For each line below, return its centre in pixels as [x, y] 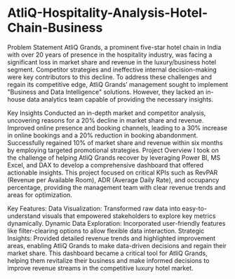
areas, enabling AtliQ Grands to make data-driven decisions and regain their [117, 245]
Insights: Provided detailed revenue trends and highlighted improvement [112, 238]
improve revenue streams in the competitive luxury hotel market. [101, 268]
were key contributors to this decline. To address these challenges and [110, 77]
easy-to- [194, 208]
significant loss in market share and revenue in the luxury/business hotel [112, 62]
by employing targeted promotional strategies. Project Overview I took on [113, 150]
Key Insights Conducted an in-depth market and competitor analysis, [107, 113]
